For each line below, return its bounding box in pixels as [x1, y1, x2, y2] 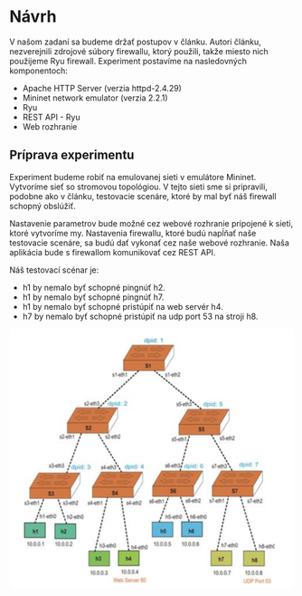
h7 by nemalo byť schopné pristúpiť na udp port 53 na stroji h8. [22, 311, 259, 322]
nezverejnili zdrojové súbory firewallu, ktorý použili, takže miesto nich [9, 45, 269, 56]
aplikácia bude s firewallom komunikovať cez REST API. [9, 246, 216, 257]
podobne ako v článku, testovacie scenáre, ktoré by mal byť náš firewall [9, 190, 278, 201]
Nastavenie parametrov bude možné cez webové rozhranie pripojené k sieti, [9, 217, 294, 228]
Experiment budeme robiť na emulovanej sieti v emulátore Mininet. [9, 171, 257, 182]
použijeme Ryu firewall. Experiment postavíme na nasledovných [9, 55, 247, 66]
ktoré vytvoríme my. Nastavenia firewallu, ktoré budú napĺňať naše [9, 227, 257, 238]
